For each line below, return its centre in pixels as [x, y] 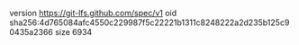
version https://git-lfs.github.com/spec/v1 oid [93, 13]
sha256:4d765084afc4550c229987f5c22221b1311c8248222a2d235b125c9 [149, 22]
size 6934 [74, 32]
